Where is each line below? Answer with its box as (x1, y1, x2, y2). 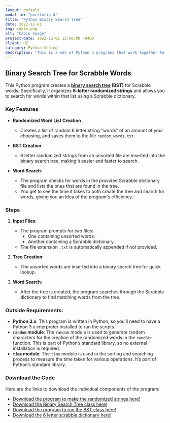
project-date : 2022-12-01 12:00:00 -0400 (5, 36, 94, 41)
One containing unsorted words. (27, 233, 95, 239)
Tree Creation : (12, 254, 44, 260)
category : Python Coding (5, 45, 58, 50)
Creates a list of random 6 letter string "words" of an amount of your (20, 127, 163, 133)
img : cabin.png (5, 26, 38, 32)
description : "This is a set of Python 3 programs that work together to (5, 50, 165, 55)
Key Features (5, 106, 39, 113)
